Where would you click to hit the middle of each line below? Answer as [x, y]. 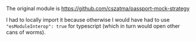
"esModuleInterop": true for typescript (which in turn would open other [93, 26]
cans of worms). [26, 32]
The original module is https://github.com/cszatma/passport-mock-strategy [98, 8]
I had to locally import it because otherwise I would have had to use [88, 20]
